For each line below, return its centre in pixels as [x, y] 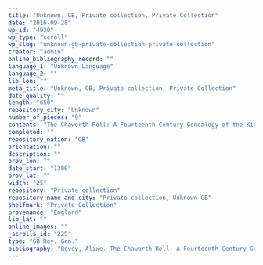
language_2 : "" [33, 74]
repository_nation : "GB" [49, 139]
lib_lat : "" [27, 220]
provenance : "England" [45, 212]
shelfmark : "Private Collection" [63, 205]
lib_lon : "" [27, 81]
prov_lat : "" [29, 176]
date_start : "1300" [40, 169]
